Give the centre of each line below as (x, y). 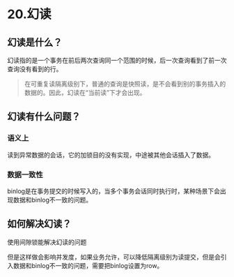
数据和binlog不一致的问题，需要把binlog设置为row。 (88, 265)
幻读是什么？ (35, 42)
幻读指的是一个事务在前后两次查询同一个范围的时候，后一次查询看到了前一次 (117, 60)
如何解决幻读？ (39, 224)
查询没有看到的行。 (35, 69)
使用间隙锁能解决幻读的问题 (47, 242)
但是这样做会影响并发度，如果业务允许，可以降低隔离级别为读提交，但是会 (114, 257)
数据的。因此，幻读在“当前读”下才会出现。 (85, 92)
